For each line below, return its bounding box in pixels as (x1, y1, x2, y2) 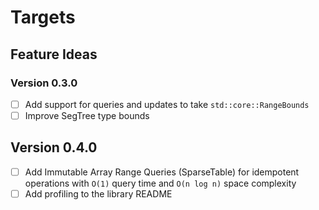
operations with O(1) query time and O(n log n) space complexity (24, 177, 297, 189)
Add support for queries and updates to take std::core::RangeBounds (24, 98, 310, 110)
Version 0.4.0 (10, 139, 98, 156)
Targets (10, 6, 76, 29)
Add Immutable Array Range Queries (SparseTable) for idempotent (24, 166, 300, 178)
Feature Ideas (10, 46, 98, 63)
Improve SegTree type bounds (24, 109, 150, 121)
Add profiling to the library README (24, 187, 173, 200)
